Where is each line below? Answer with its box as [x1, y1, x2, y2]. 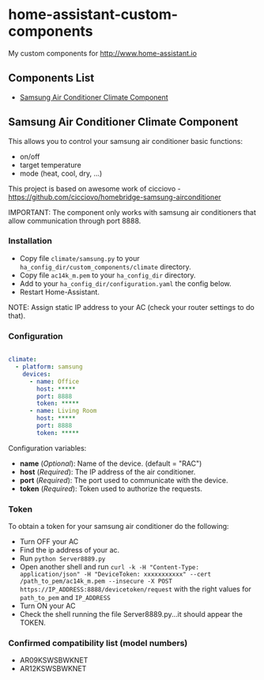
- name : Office [28, 377, 80, 385]
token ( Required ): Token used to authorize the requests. [19, 484, 203, 493]
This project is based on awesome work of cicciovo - [8, 183, 181, 193]
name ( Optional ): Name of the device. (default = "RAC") [19, 459, 202, 468]
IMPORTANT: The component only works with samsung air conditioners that [8, 207, 257, 217]
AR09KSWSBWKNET [19, 655, 89, 665]
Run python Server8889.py [19, 553, 106, 563]
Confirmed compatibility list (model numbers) [8, 638, 188, 648]
